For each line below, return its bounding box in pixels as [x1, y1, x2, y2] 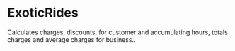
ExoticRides [7, 5, 79, 21]
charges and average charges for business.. [7, 35, 136, 43]
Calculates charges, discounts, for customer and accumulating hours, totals [7, 28, 228, 36]
